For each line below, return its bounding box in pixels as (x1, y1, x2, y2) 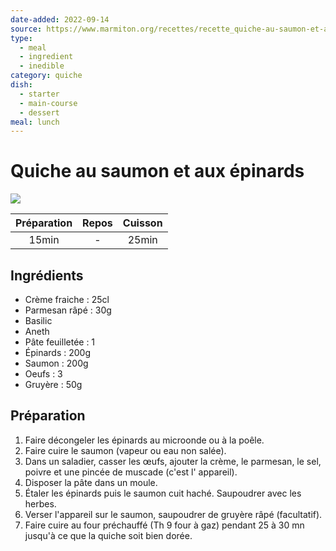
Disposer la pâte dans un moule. (24, 476, 158, 488)
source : (10, 24, 43, 34)
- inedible (19, 61, 65, 71)
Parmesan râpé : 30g (24, 304, 112, 316)
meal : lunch (10, 117, 60, 127)
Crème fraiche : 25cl (24, 294, 110, 305)
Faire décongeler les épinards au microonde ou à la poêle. (24, 434, 265, 446)
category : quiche (10, 71, 83, 81)
